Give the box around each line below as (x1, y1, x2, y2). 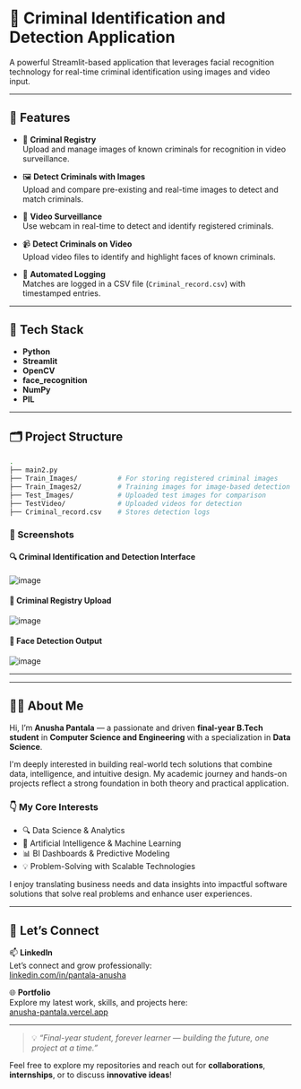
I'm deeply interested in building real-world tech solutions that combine (9, 758, 273, 770)
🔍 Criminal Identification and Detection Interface (9, 552, 195, 562)
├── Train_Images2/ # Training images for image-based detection (9, 483, 291, 492)
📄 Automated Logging (21, 268, 106, 279)
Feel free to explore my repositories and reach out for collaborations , (9, 1059, 266, 1070)
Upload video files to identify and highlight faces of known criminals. (21, 251, 276, 262)
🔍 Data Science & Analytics (21, 825, 125, 836)
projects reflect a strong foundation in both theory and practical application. (9, 778, 289, 788)
